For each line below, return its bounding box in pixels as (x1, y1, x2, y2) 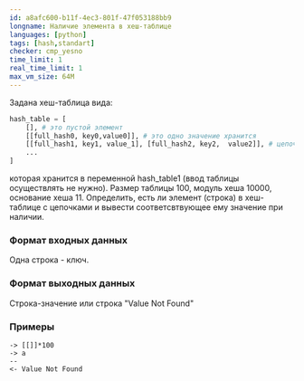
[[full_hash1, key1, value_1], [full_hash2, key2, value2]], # (25, 139, 273, 149)
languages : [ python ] (9, 30, 88, 39)
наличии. (9, 212, 45, 222)
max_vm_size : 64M (9, 72, 75, 81)
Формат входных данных (9, 233, 128, 246)
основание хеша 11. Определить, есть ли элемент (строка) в (9, 192, 243, 203)
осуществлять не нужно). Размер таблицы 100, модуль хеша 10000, (9, 183, 272, 193)
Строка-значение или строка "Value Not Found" (9, 298, 195, 309)
